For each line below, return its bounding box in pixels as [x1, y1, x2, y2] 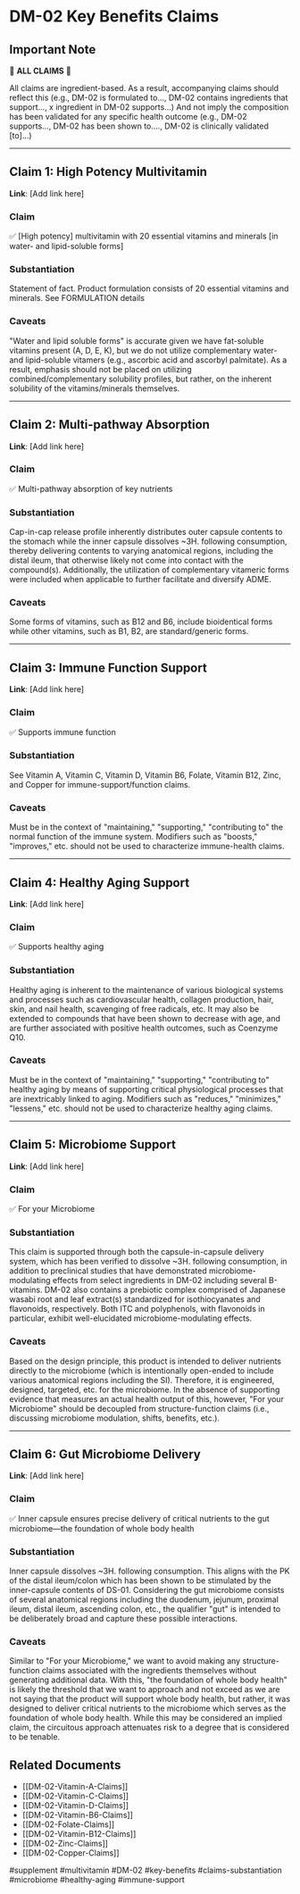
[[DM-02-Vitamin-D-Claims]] [21, 1800, 129, 1811]
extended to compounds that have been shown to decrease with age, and [9, 1013, 281, 1023]
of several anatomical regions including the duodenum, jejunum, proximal [9, 1594, 279, 1605]
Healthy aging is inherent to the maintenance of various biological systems [9, 984, 284, 995]
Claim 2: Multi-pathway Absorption [9, 417, 210, 432]
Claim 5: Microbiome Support [9, 1137, 177, 1153]
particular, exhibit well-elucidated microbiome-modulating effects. [9, 1313, 253, 1323]
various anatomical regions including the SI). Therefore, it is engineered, [9, 1374, 275, 1385]
